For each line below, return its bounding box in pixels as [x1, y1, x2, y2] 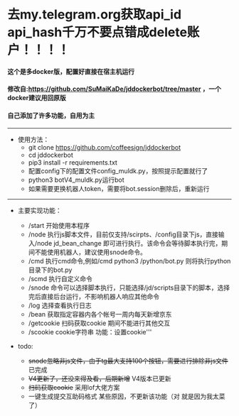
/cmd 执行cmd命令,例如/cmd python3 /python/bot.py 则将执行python [28, 256, 231, 265]
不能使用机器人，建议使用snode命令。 [34, 248, 147, 256]
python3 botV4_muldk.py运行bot [28, 175, 124, 184]
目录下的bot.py [28, 266, 73, 274]
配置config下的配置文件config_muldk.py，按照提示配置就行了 [28, 166, 208, 175]
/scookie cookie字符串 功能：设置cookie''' [28, 327, 152, 336]
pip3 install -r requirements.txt [28, 158, 117, 167]
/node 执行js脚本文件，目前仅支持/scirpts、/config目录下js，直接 [28, 230, 219, 239]
